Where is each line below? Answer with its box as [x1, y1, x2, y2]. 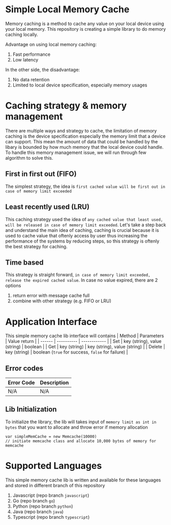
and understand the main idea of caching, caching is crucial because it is [5, 227, 159, 233]
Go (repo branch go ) [12, 497, 55, 504]
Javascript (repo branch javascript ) [12, 492, 89, 498]
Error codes [5, 364, 43, 373]
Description [40, 379, 69, 386]
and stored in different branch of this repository [5, 482, 106, 488]
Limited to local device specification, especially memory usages [12, 82, 148, 88]
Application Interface [5, 316, 97, 327]
